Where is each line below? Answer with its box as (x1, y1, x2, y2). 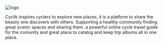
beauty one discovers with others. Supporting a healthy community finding (5, 19, 158, 25)
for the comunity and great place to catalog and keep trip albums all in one (5, 30, 157, 35)
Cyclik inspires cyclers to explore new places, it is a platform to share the (5, 14, 154, 19)
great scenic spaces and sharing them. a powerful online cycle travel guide (5, 24, 158, 30)
